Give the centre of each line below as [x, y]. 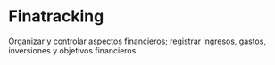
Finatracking [56, 16]
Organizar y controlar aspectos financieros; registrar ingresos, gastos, [137, 41]
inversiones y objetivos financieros [72, 50]
